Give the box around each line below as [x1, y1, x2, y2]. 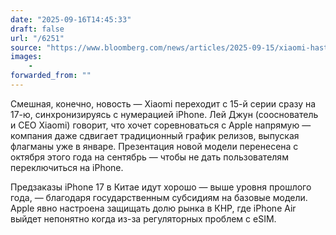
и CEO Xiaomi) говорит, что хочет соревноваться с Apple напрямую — [10, 119, 312, 131]
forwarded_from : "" [10, 71, 92, 81]
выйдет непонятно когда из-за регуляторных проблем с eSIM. [10, 212, 277, 225]
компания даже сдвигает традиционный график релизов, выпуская [10, 129, 300, 141]
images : [10, 52, 43, 62]
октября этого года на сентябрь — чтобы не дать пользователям [10, 151, 289, 163]
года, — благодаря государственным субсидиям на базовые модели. [10, 191, 308, 203]
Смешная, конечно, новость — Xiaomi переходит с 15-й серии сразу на [10, 97, 317, 110]
